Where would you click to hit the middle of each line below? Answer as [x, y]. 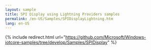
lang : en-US [17, 23]
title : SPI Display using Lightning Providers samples [62, 14]
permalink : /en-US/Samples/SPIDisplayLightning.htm [59, 19]
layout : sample [21, 10]
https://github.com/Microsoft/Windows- [106, 37]
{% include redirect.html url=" [35, 37]
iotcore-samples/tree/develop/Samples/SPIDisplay [56, 43]
